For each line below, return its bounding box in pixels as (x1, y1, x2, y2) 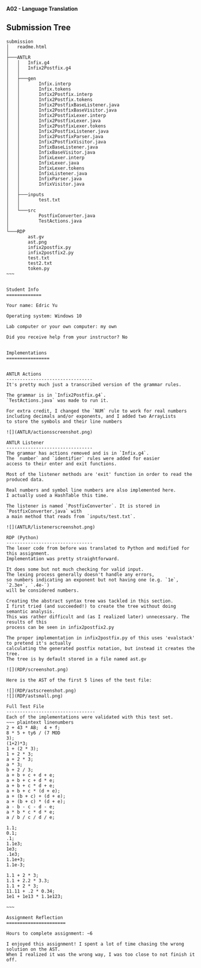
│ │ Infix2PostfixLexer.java (6, 118, 101, 124)
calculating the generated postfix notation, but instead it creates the (6, 645, 196, 651)
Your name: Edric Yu (6, 302, 58, 308)
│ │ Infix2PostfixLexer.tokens (6, 123, 107, 129)
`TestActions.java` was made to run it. (6, 397, 110, 403)
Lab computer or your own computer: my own (6, 323, 117, 329)
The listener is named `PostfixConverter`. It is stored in (6, 503, 161, 509)
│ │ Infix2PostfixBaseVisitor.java (6, 107, 117, 113)
